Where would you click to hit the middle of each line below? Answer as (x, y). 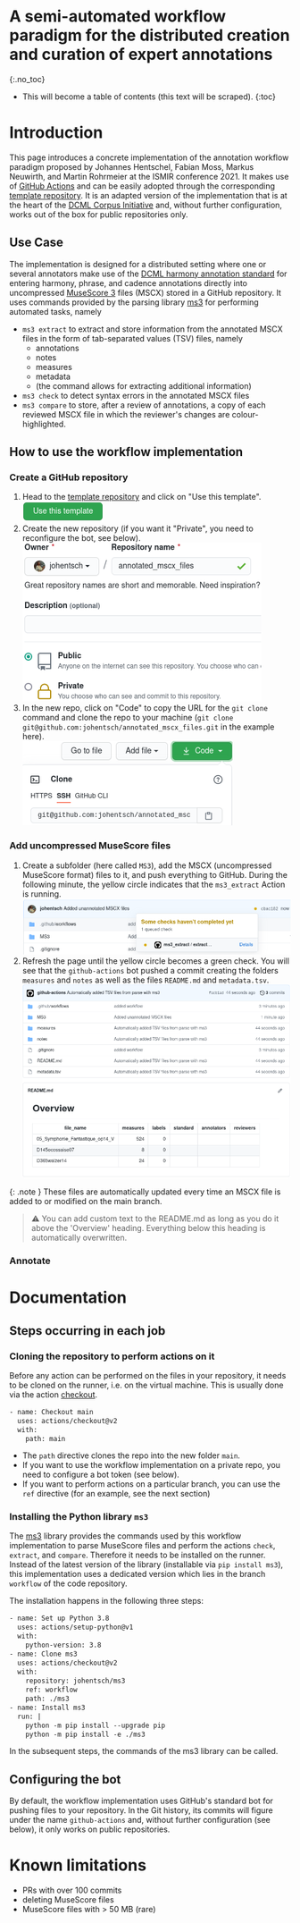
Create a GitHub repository (69, 477)
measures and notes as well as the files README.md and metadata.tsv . (146, 980)
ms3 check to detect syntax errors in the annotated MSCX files (136, 395)
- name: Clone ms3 (43, 1654)
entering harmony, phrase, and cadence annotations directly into (129, 283)
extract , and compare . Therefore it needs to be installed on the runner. (137, 1555)
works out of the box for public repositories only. (99, 214)
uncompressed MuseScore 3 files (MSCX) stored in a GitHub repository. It (145, 292)
